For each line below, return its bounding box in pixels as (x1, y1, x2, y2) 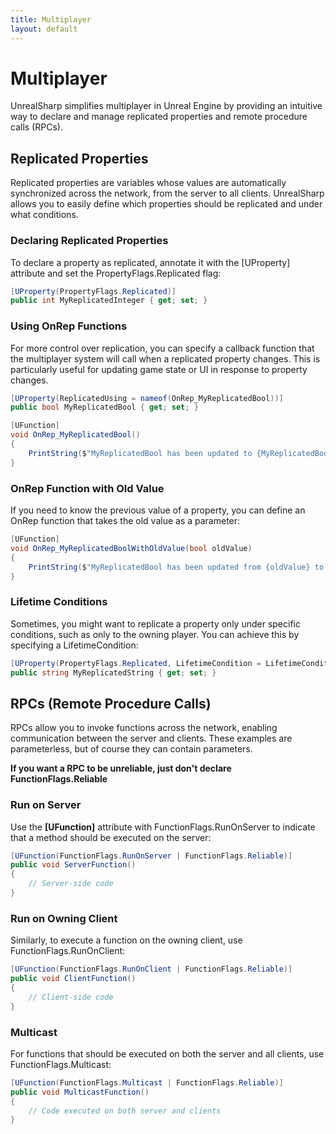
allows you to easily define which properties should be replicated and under (10, 198, 323, 210)
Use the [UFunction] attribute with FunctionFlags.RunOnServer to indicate (10, 821, 316, 833)
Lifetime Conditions (10, 595, 108, 609)
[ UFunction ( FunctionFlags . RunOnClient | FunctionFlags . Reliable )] (10, 964, 293, 975)
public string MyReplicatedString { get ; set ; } (10, 667, 217, 678)
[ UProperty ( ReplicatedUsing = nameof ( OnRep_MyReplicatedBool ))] (10, 393, 284, 403)
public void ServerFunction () (10, 860, 137, 870)
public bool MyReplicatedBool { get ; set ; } (10, 402, 199, 413)
